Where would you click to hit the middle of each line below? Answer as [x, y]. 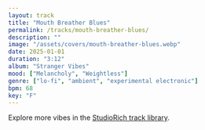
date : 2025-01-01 [37, 52]
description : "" [35, 37]
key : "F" [22, 96]
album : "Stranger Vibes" [49, 67]
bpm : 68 [21, 88]
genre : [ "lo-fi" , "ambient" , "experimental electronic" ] [103, 81]
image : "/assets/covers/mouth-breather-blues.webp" [94, 45]
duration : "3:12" [37, 60]
